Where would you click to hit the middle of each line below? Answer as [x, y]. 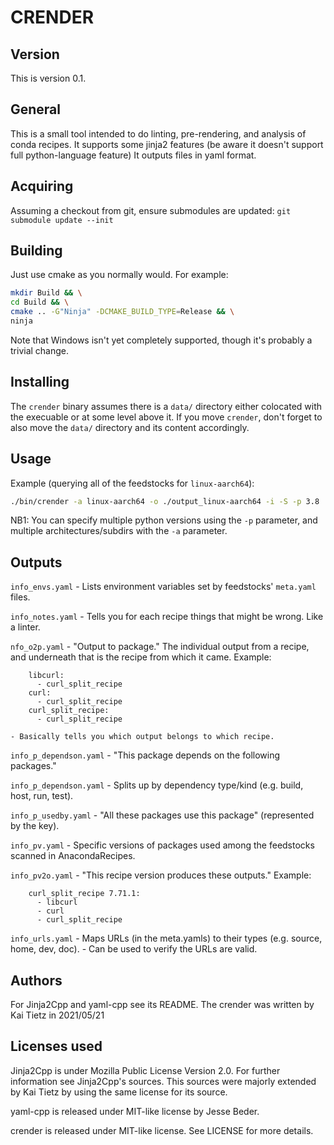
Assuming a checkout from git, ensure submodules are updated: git [151, 210]
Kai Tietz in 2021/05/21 [57, 1015]
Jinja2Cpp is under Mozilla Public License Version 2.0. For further [145, 1070]
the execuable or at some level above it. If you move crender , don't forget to [166, 417]
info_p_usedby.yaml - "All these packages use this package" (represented [162, 815]
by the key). [35, 826]
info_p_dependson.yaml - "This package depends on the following [145, 755]
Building [36, 251]
